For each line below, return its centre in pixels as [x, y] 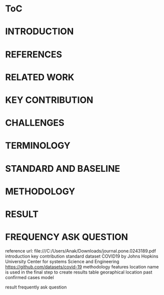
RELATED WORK [40, 77]
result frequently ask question [36, 287]
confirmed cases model [29, 277]
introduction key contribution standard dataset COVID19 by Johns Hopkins [82, 256]
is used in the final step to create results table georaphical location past [79, 272]
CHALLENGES [35, 123]
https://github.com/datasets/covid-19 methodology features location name [82, 267]
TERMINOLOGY [38, 146]
